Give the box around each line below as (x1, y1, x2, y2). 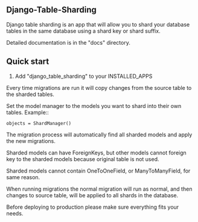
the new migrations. (6, 137, 56, 144)
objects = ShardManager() (6, 120, 71, 126)
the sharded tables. (6, 90, 54, 98)
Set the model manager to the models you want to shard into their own (6, 102, 182, 109)
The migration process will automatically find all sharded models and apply (6, 131, 193, 138)
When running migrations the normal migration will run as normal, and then (6, 185, 193, 192)
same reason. (6, 173, 40, 180)
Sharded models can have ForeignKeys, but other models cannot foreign (6, 149, 187, 156)
